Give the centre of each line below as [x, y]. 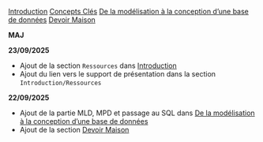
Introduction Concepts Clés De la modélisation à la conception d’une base [128, 11]
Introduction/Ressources [60, 83]
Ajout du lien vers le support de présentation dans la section [117, 74]
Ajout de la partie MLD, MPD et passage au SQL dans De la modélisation [137, 113]
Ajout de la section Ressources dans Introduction [98, 65]
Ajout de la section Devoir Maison [74, 130]
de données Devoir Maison [52, 20]
